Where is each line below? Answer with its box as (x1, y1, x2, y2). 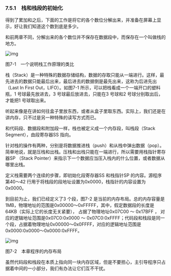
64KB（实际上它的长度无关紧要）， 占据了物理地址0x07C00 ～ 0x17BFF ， (5, 208, 159, 214)
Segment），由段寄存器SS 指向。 (5, 132, 74, 138)
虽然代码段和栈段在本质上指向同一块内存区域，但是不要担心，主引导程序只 (5, 259, 161, 265)
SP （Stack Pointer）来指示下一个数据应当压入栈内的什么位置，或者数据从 (9, 155, 165, 161)
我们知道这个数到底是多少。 (22, 23, 81, 29)
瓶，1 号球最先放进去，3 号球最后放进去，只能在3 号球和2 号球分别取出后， (5, 91, 163, 97)
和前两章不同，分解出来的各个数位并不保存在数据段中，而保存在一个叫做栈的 (5, 34, 166, 40)
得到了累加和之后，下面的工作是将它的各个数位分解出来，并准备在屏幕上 (5, 17, 157, 23)
